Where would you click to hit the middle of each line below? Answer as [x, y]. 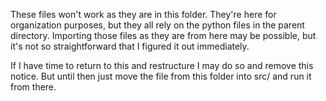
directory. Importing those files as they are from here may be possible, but [163, 35]
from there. [33, 87]
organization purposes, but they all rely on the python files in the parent [157, 25]
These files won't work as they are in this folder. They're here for [143, 14]
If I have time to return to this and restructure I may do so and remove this [162, 65]
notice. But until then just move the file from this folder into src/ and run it [161, 76]
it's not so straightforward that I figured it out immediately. [130, 46]
